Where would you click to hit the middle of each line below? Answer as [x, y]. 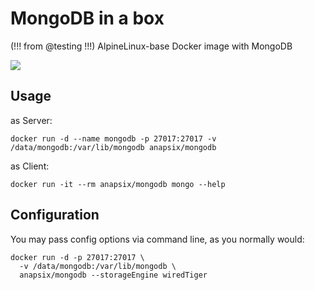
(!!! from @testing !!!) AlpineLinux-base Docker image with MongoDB [151, 46]
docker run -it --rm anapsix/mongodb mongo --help [118, 184]
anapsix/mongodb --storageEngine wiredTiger [113, 275]
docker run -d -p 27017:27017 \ [77, 257]
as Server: [31, 120]
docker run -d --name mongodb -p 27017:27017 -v [113, 138]
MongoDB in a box [87, 18]
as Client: [30, 166]
